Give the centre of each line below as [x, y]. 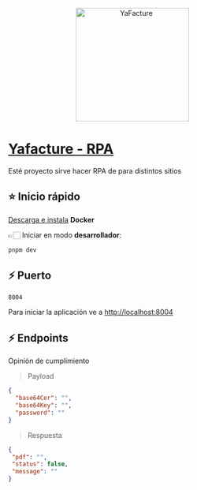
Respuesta [45, 435]
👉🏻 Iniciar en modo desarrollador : [65, 235]
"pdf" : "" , [29, 457]
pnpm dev [22, 250]
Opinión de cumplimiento [49, 361]
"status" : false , [40, 464]
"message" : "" [35, 472]
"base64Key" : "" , [44, 406]
